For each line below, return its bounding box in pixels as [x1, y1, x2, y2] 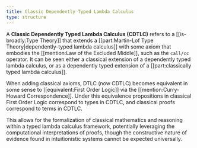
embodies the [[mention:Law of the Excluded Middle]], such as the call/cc [6, 49, 189, 56]
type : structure [6, 14, 46, 20]
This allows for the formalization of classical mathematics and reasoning [6, 116, 183, 123]
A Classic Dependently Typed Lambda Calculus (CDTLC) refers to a [6, 30, 175, 37]
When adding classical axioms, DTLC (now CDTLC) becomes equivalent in [6, 79, 188, 86]
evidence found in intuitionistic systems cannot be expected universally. [6, 135, 182, 142]
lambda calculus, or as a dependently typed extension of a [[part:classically [6, 62, 192, 69]
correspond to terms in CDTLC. [6, 105, 83, 112]
